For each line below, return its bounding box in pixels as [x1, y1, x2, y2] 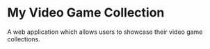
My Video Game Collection [7, 5, 165, 21]
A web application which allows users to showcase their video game [7, 28, 203, 36]
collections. [7, 35, 40, 43]
